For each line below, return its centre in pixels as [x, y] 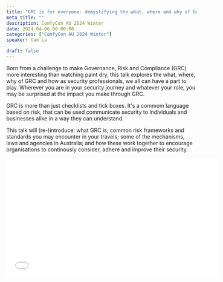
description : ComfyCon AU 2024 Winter [55, 23]
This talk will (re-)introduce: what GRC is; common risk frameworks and [95, 130]
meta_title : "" [25, 18]
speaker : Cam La [27, 40]
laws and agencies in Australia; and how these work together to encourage [100, 143]
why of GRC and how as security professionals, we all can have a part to [96, 81]
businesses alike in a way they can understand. [65, 118]
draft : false [23, 51]
